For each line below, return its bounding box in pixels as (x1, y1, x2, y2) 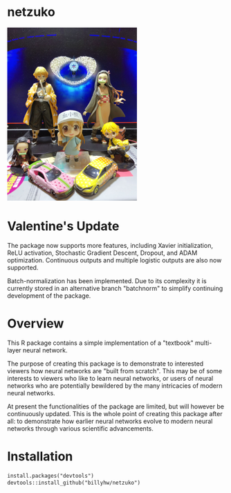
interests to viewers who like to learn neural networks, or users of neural (7, 374, 214, 382)
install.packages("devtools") (7, 472, 95, 479)
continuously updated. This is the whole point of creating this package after (7, 409, 223, 418)
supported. (7, 263, 39, 271)
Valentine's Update (7, 219, 120, 234)
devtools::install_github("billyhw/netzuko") (7, 479, 140, 486)
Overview (7, 316, 64, 332)
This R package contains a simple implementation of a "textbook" (7, 339, 194, 347)
